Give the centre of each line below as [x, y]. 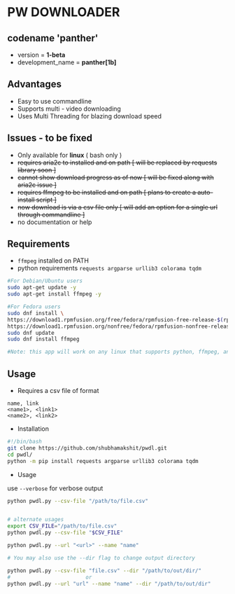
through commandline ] [51, 214]
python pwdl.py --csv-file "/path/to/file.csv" [78, 501]
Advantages [34, 84]
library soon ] [37, 170]
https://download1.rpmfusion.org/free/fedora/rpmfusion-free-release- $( [115, 319]
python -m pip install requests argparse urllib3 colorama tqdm [103, 461]
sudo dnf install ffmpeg [43, 339]
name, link [23, 403]
